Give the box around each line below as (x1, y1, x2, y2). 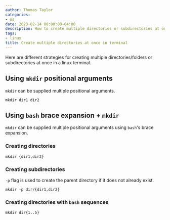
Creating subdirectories (5, 165, 65, 172)
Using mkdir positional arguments (5, 74, 113, 83)
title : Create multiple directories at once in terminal (5, 40, 128, 46)
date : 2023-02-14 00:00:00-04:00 (5, 21, 76, 27)
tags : (5, 31, 17, 36)
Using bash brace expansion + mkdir (5, 111, 119, 119)
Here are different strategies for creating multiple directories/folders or (5, 54, 153, 60)
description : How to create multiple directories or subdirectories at (5, 26, 159, 31)
